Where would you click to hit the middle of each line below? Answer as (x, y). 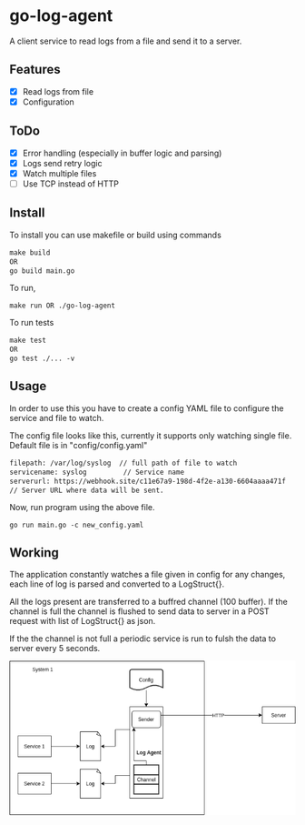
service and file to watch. (57, 418)
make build (30, 252)
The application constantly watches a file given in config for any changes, (148, 575)
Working (34, 553)
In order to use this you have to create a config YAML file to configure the (147, 408)
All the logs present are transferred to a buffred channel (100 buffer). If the (148, 602)
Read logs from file (58, 91)
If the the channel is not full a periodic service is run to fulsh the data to (143, 639)
